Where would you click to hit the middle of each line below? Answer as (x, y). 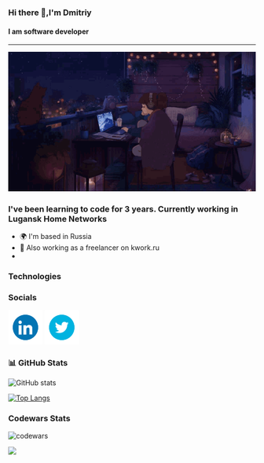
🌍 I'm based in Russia (55, 236)
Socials (22, 297)
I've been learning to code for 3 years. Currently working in (123, 209)
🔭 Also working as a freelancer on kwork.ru (89, 248)
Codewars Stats (39, 418)
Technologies (35, 276)
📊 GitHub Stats (38, 363)
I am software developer (48, 31)
